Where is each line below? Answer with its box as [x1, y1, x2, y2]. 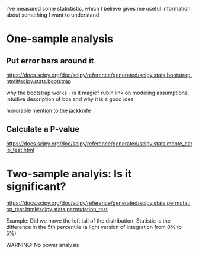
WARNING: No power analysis [6, 241, 79, 248]
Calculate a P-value [6, 124, 80, 134]
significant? [6, 180, 66, 193]
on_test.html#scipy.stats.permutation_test [6, 205, 108, 212]
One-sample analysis [6, 32, 114, 46]
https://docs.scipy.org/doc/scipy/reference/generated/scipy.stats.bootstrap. [6, 71, 192, 78]
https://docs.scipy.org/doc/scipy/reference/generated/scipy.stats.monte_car [6, 139, 193, 147]
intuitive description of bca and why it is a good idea [6, 96, 134, 103]
